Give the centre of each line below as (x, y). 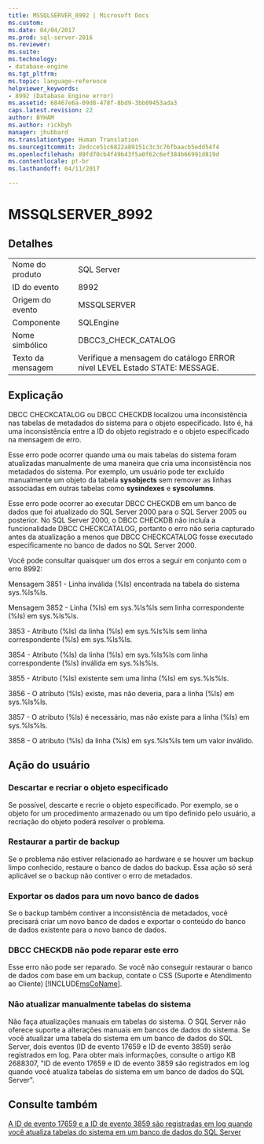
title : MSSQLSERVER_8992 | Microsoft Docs (79, 15)
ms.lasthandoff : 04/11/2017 (54, 169)
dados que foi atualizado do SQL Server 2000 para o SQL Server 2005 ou (128, 511)
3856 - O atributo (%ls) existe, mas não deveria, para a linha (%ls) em (121, 693)
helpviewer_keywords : (44, 88)
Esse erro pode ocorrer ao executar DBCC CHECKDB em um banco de (123, 503)
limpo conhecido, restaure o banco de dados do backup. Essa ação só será (130, 867)
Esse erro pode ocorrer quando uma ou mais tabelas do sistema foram (123, 455)
